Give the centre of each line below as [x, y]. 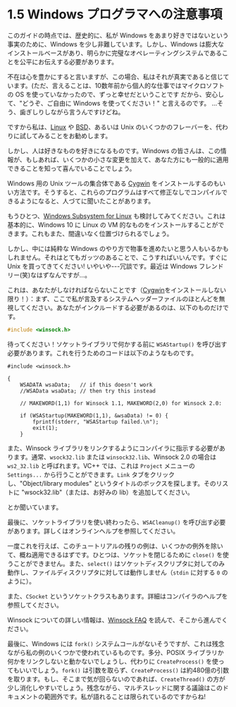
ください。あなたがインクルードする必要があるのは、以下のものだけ [124, 307]
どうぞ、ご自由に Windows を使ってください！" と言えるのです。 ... [120, 103]
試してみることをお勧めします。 [66, 135]
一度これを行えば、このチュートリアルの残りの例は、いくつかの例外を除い [115, 546]
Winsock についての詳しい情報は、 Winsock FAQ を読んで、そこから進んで [114, 620]
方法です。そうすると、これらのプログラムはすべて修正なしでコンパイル [117, 192]
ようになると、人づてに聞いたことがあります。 [87, 201]
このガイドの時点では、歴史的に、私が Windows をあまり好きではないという [118, 35]
